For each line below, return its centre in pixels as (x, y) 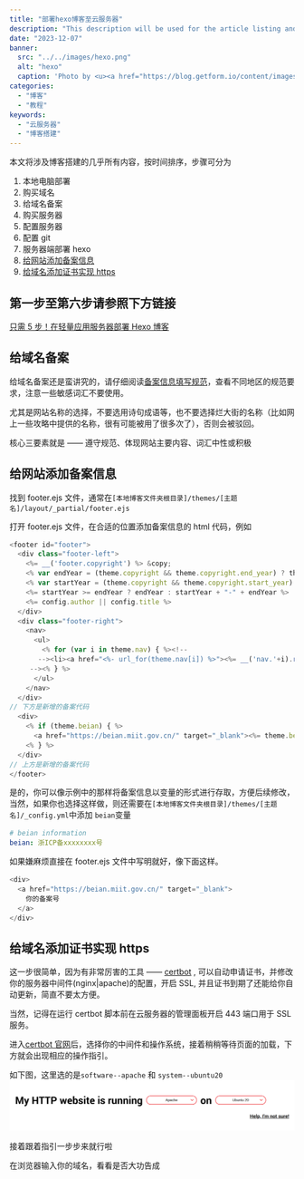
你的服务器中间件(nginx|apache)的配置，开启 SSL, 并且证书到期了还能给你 (147, 983)
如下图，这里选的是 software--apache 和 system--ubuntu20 (116, 1075)
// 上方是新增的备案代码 (49, 764)
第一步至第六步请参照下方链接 (93, 303)
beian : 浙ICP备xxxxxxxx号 (56, 843)
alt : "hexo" (40, 67)
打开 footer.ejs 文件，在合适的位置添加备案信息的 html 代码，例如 (130, 527)
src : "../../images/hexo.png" (74, 58)
